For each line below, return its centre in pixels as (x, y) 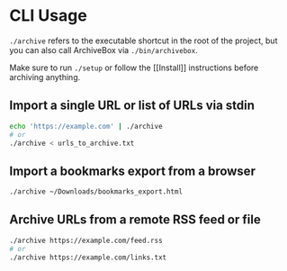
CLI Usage (48, 16)
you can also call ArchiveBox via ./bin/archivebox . (103, 50)
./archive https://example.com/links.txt (88, 257)
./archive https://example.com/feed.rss (86, 240)
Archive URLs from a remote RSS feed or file (135, 220)
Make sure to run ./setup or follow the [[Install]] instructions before (134, 68)
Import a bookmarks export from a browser (133, 171)
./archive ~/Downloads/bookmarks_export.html (96, 192)
